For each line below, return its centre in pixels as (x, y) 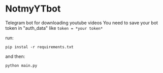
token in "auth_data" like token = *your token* (54, 28)
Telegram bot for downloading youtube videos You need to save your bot (82, 23)
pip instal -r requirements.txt (39, 47)
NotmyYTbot (33, 9)
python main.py (21, 65)
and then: (15, 56)
